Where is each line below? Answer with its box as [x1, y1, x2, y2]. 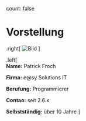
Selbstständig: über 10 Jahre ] [6, 108, 81, 115]
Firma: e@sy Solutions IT [6, 73, 67, 81]
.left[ [6, 56, 18, 63]
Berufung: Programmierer [6, 85, 69, 92]
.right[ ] [6, 45, 40, 52]
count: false [6, 5, 35, 12]
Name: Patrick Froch [6, 62, 56, 69]
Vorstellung [6, 26, 64, 39]
